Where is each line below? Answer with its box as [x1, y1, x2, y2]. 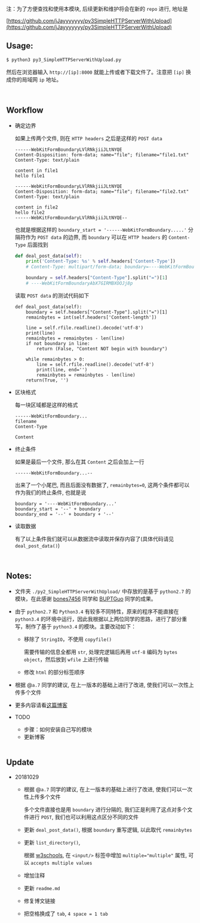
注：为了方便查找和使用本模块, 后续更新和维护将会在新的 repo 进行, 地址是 [6, 5, 188, 12]
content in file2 [14, 204, 59, 210]
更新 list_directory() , [23, 839, 81, 846]
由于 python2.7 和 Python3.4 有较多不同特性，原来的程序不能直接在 [14, 607, 179, 615]
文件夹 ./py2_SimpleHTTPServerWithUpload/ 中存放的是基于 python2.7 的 [14, 588, 191, 595]
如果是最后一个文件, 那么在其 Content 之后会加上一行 [14, 458, 144, 465]
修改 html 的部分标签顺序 [23, 668, 85, 676]
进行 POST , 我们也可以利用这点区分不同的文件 [29, 813, 139, 821]
